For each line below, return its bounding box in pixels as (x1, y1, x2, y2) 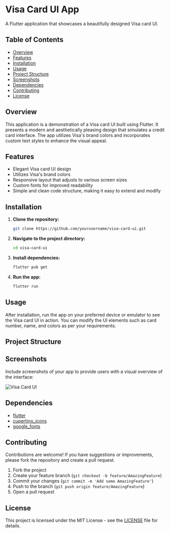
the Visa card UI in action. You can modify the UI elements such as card (5, 317, 157, 323)
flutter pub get (12, 264, 48, 270)
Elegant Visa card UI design (12, 166, 72, 172)
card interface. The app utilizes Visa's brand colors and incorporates (5, 132, 151, 138)
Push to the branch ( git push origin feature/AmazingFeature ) (12, 483, 145, 489)
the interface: (5, 373, 34, 380)
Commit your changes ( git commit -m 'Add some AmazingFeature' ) (12, 478, 154, 484)
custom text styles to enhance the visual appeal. (5, 137, 108, 144)
